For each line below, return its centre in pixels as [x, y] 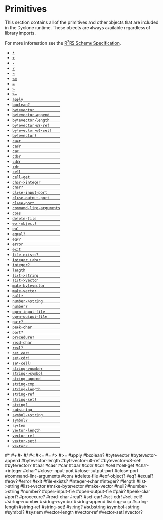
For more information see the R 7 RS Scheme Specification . [63, 42]
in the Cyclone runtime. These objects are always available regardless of [78, 27]
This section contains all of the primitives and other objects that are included [82, 22]
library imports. [20, 33]
